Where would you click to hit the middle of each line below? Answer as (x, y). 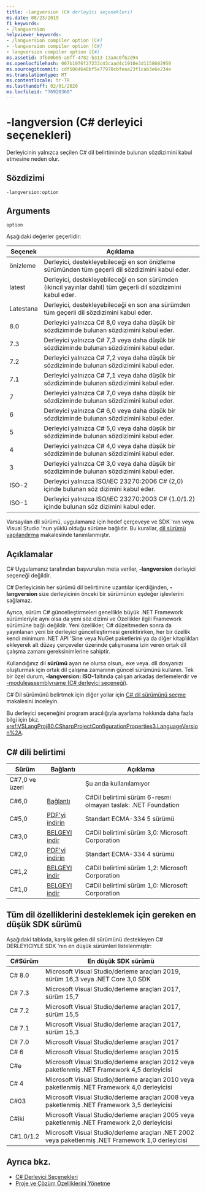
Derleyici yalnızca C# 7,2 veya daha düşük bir (110, 358)
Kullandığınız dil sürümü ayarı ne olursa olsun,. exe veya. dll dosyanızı (95, 663)
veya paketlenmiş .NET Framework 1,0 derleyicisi (116, 1140)
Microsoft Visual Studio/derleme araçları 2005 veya (120, 1114)
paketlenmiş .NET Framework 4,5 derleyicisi (109, 1070)
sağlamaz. (19, 600)
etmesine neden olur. (33, 159)
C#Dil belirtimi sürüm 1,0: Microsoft (136, 886)
